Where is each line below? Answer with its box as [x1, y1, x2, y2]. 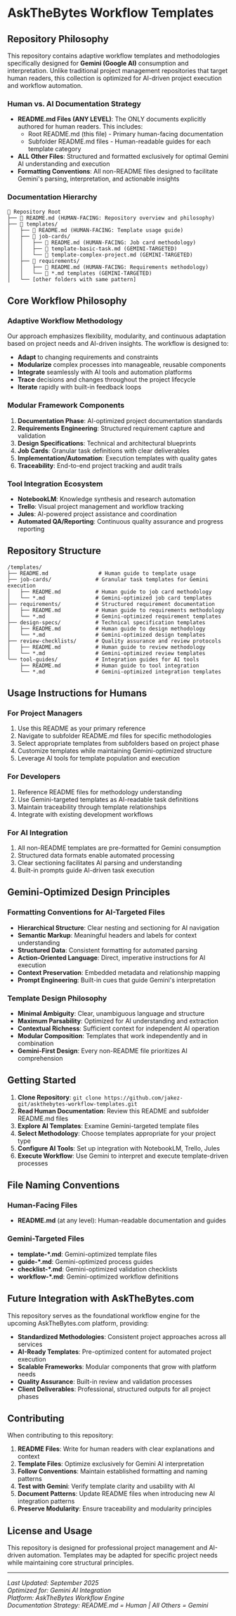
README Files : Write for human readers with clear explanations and [17, 1444, 215, 1453]
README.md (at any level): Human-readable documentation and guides [17, 1216, 226, 1224]
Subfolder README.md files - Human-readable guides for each [27, 137, 211, 146]
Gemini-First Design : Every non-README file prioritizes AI [17, 1046, 188, 1055]
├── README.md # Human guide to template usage [7, 569, 197, 577]
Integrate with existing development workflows [17, 810, 153, 818]
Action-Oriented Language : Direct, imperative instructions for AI [17, 953, 206, 962]
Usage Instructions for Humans [7, 687, 147, 699]
